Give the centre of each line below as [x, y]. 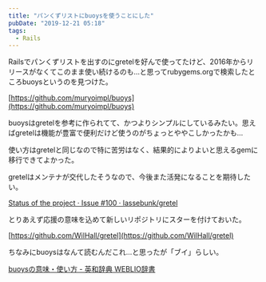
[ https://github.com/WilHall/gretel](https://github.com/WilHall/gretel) [121, 236]
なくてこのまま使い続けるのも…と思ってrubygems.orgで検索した [142, 72]
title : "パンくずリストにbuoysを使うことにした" [81, 16]
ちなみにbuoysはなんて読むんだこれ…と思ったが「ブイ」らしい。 [116, 252]
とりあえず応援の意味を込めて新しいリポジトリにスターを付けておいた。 [127, 220]
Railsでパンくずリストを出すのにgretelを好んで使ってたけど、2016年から [128, 62]
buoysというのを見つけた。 [67, 82]
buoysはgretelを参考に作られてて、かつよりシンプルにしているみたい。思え [132, 123]
